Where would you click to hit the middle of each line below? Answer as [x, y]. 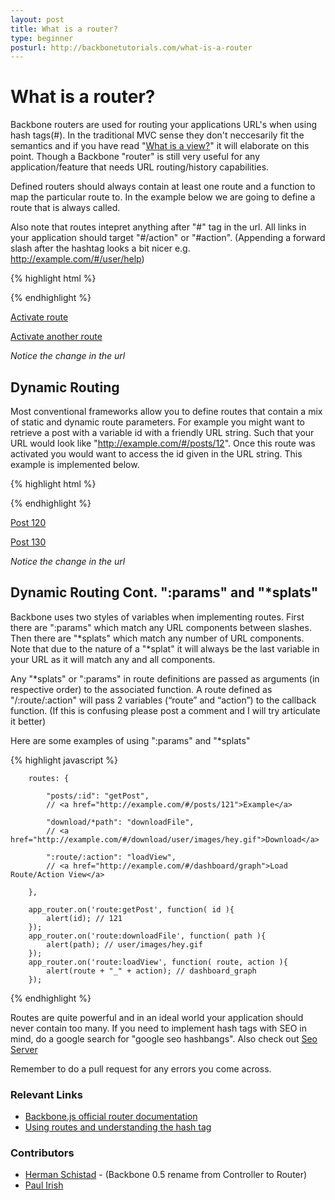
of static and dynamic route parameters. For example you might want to [157, 422]
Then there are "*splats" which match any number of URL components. [157, 638]
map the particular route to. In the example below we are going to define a [163, 197]
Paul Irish [44, 1185]
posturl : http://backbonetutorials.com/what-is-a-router [131, 47]
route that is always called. [65, 208]
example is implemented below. [75, 464]
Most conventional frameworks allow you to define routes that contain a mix [166, 411]
